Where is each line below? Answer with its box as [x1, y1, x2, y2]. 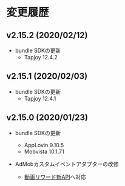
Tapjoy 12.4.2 [24, 54, 58, 61]
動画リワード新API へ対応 [24, 173, 86, 181]
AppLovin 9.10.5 [24, 141, 64, 148]
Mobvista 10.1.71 [24, 148, 65, 155]
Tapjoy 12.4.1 [24, 95, 56, 102]
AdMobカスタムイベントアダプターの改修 [15, 160, 119, 167]
